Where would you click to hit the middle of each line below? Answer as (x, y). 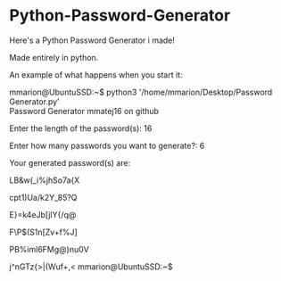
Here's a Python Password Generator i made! (92, 40)
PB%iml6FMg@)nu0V (49, 249)
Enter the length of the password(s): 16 (81, 128)
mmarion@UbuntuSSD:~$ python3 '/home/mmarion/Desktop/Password (141, 92)
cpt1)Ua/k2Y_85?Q (43, 197)
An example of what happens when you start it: (96, 74)
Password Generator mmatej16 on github (84, 111)
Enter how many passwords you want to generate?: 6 (107, 145)
